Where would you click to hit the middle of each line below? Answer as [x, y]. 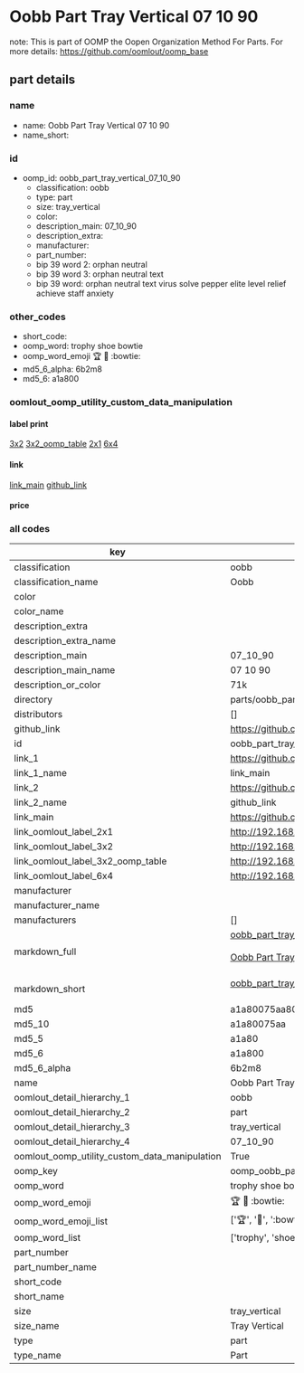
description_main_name [65, 670]
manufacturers [45, 920]
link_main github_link [48, 485]
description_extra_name [65, 641]
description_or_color [57, 685]
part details [43, 80]
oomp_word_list [47, 1238]
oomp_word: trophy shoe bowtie [82, 346]
